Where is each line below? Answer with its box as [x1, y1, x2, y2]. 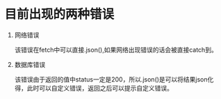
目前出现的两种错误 [4, 6, 115, 22]
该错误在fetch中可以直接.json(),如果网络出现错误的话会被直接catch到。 [14, 45, 218, 54]
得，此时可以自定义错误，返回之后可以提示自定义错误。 [14, 84, 173, 92]
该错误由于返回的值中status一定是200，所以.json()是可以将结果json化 [14, 75, 214, 84]
